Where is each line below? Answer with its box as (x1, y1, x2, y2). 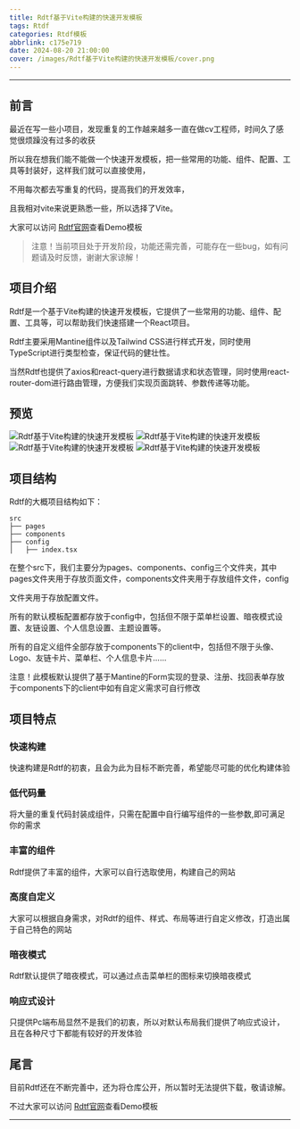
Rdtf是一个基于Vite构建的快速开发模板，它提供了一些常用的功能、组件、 (9, 305, 274, 317)
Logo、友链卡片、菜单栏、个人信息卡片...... (9, 652, 167, 663)
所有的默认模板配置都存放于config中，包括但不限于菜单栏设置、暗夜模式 (9, 611, 275, 622)
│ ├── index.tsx (9, 545, 78, 554)
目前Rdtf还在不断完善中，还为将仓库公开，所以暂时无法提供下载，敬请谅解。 (9, 1082, 290, 1093)
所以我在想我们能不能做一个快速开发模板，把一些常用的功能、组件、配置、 (9, 154, 283, 164)
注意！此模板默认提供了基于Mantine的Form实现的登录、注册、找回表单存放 (9, 671, 286, 683)
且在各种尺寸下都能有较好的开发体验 (9, 1028, 143, 1039)
